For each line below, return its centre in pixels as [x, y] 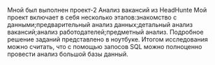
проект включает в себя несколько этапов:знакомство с [92, 17]
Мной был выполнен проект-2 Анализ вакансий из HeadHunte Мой [107, 10]
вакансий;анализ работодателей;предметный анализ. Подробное [105, 32]
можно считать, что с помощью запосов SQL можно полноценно [105, 47]
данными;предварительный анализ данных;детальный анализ [100, 25]
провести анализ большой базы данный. [68, 54]
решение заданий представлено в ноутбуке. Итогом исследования [107, 39]
